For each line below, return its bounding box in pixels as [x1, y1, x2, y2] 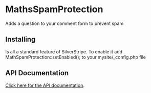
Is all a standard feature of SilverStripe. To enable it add [5, 48, 123, 54]
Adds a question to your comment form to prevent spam [5, 20, 124, 26]
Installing [5, 35, 36, 44]
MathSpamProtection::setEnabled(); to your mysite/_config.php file [5, 54, 146, 60]
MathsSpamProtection [5, 4, 103, 15]
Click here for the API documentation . [5, 82, 84, 88]
